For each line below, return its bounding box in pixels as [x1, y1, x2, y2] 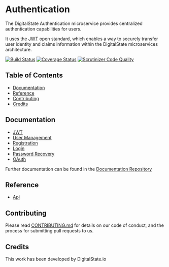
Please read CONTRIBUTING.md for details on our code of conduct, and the [5, 222, 164, 228]
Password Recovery [12, 151, 55, 157]
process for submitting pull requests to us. [5, 228, 94, 234]
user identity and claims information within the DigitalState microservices [5, 41, 158, 47]
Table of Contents [5, 71, 63, 80]
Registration [12, 140, 38, 146]
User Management [12, 134, 52, 140]
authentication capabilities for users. [5, 25, 82, 32]
